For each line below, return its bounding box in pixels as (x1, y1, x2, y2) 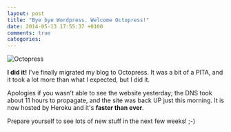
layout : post (7, 10, 45, 17)
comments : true (7, 29, 51, 37)
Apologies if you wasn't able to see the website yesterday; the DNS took (7, 89, 212, 97)
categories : (7, 36, 41, 43)
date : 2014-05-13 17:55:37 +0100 (7, 23, 103, 30)
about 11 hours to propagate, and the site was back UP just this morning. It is (7, 96, 224, 104)
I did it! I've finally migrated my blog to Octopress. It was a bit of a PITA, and (7, 68, 223, 77)
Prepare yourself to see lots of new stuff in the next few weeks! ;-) (7, 117, 196, 125)
